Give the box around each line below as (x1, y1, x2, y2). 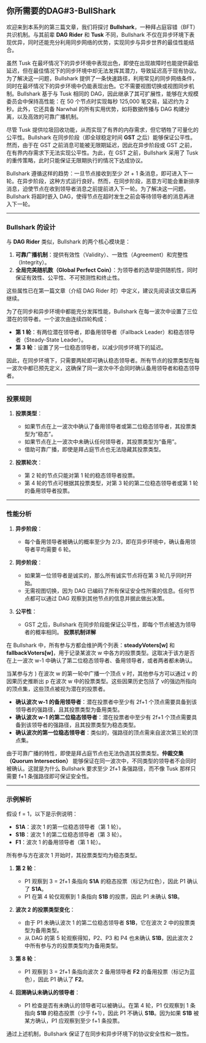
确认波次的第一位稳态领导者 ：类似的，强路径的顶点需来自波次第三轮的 (15, 728, 193, 736)
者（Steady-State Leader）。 (15, 336, 87, 343)
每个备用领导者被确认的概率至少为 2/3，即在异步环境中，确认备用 (24, 538, 191, 545)
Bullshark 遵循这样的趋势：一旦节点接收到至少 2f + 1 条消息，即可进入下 (6, 169, 188, 177)
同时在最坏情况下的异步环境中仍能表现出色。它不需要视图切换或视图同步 (6, 82, 189, 90)
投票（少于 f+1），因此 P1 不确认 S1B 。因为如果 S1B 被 (63, 1009, 199, 1017)
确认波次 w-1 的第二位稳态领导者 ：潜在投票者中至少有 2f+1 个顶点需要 (15, 713, 192, 720)
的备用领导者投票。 (24, 487, 74, 495)
